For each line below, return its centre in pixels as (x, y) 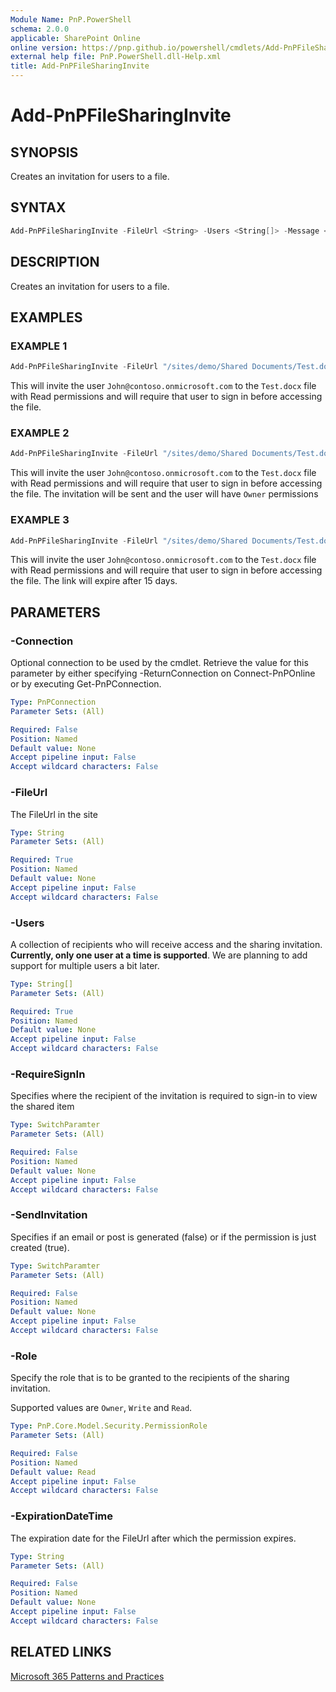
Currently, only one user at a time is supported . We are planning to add (159, 955)
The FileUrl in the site (54, 814)
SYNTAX (38, 207)
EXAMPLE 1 (39, 346)
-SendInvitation (49, 1215)
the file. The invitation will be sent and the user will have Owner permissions (164, 494)
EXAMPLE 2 (40, 433)
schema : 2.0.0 (40, 29)
